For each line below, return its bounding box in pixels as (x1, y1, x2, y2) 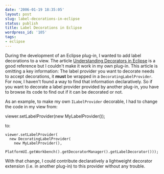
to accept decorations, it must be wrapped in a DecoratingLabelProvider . (5, 73, 153, 79)
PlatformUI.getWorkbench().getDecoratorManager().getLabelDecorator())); (5, 149, 159, 154)
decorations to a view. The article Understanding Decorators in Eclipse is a (5, 57, 156, 64)
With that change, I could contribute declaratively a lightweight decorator (5, 158, 153, 164)
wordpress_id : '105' (5, 30, 47, 35)
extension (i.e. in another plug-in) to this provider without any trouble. (5, 163, 145, 169)
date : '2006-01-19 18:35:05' (5, 7, 65, 12)
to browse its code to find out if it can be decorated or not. (5, 89, 123, 95)
